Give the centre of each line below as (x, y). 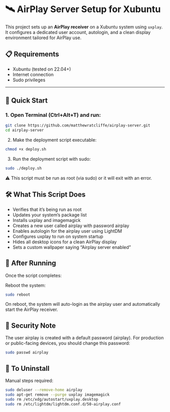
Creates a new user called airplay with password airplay (71, 226)
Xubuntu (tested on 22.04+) (42, 69)
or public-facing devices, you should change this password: (68, 343)
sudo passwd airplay (27, 353)
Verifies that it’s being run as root (47, 209)
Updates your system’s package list (50, 215)
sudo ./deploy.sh (24, 168)
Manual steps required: (29, 381)
